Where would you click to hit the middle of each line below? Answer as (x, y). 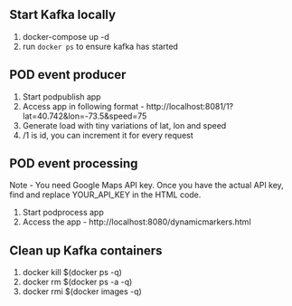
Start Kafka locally (62, 15)
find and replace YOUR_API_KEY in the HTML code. (105, 195)
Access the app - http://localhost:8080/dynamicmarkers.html (137, 222)
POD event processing (74, 163)
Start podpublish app (61, 96)
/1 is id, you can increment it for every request (108, 135)
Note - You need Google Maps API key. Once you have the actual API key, (147, 186)
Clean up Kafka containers (86, 250)
